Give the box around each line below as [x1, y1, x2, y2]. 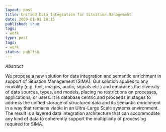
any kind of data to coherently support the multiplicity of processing [5, 115, 146, 121]
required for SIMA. [5, 121, 44, 127]
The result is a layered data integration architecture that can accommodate [5, 110, 160, 116]
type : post [5, 36, 28, 41]
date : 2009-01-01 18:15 [5, 17, 55, 22]
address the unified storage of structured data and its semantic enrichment [5, 99, 161, 105]
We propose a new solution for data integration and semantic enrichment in [5, 73, 161, 79]
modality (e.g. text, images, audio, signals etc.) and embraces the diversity [5, 83, 160, 89]
